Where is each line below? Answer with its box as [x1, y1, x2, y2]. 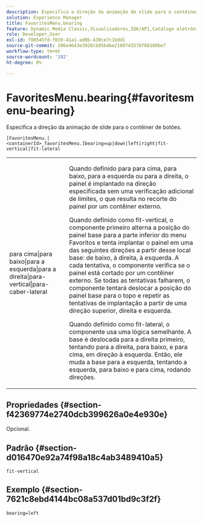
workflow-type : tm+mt [6, 48, 61, 54]
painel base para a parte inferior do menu [69, 231, 187, 240]
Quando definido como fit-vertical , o [69, 216, 173, 224]
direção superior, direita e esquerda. [69, 307, 172, 315]
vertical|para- [9, 280, 50, 289]
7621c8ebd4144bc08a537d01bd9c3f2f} [6, 494, 161, 504]
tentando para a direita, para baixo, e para [69, 343, 188, 351]
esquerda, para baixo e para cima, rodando [69, 365, 192, 374]
